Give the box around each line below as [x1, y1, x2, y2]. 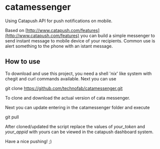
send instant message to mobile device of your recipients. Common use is [5, 37, 156, 43]
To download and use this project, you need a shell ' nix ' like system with [5, 71, 152, 76]
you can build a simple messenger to [80, 33, 155, 38]
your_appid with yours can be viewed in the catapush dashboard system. [5, 129, 154, 135]
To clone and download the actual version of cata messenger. [5, 95, 130, 101]
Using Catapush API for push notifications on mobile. [5, 18, 113, 24]
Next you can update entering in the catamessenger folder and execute [5, 104, 150, 110]
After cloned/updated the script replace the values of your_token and [5, 123, 145, 129]
